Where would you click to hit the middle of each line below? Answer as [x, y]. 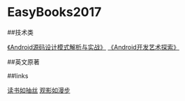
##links [18, 76]
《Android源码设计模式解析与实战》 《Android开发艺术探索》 [94, 47]
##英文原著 [23, 62]
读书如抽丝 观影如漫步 [39, 90]
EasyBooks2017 [54, 12]
